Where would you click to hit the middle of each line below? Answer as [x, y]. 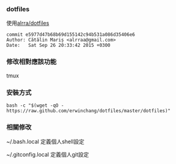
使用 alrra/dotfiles [28, 23]
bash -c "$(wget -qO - [35, 105]
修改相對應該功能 [31, 62]
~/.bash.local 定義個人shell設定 [45, 141]
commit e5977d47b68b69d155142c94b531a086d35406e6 [71, 35]
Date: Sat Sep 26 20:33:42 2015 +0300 [59, 45]
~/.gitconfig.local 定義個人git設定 [48, 155]
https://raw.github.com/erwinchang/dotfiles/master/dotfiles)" [89, 111]
